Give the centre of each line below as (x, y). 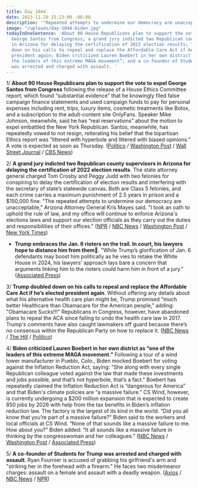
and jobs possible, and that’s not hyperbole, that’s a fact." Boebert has (91, 380)
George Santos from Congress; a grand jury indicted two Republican (97, 39)
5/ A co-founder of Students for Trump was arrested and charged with (94, 454)
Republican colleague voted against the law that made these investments (95, 374)
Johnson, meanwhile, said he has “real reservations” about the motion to (94, 121)
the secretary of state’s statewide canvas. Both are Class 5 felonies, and (94, 189)
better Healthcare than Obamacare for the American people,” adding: (90, 306)
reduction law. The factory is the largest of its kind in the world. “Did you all (97, 411)
